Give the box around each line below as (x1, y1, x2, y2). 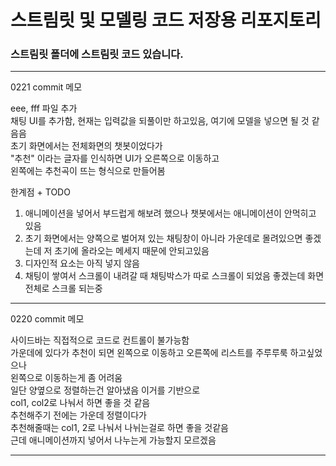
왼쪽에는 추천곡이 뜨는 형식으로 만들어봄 (10, 165, 166, 177)
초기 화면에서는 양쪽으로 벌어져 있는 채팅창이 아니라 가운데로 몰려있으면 (24, 232, 303, 245)
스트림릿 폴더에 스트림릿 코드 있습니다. (10, 47, 184, 61)
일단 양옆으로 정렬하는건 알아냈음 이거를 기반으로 (10, 384, 201, 396)
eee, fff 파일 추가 (10, 102, 78, 115)
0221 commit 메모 (10, 81, 83, 93)
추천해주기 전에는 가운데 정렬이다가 (10, 409, 147, 421)
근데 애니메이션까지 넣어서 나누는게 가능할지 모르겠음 (10, 434, 217, 446)
